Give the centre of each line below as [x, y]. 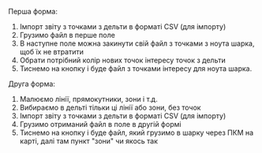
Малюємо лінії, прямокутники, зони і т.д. [88, 99]
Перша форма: [33, 11]
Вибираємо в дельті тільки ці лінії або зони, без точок [110, 107]
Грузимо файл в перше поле [67, 35]
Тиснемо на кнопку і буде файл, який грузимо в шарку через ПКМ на [137, 132]
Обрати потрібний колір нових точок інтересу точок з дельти [123, 60]
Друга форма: [32, 84]
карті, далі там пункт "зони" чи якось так [89, 141]
